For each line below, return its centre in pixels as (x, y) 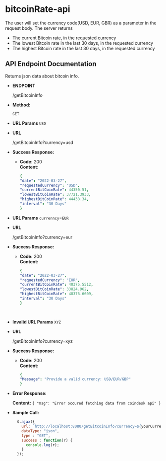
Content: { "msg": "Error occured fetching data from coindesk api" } (86, 403)
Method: (21, 105)
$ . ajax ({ (26, 422)
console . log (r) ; (42, 445)
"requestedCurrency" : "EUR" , (50, 280)
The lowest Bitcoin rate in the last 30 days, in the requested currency (83, 43)
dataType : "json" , (40, 431)
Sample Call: (26, 413)
